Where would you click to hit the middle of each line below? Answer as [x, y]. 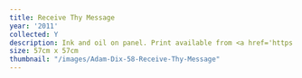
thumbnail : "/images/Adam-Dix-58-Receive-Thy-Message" [115, 59]
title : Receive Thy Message [62, 17]
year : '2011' [34, 26]
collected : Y [34, 34]
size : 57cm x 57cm [44, 51]
